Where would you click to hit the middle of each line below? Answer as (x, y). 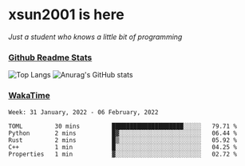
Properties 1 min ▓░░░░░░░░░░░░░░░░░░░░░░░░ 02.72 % (123, 154)
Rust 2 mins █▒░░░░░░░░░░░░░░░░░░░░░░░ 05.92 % (123, 140)
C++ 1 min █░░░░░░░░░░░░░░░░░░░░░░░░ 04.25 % (123, 147)
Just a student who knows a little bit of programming (95, 37)
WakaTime (29, 96)
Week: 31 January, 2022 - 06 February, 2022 (83, 112)
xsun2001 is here (67, 15)
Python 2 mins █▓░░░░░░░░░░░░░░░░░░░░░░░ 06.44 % (123, 133)
